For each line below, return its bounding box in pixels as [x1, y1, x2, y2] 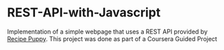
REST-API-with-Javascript [7, 5, 161, 21]
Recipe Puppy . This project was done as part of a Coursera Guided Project [7, 34, 218, 42]
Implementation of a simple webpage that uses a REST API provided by [7, 27, 208, 36]
